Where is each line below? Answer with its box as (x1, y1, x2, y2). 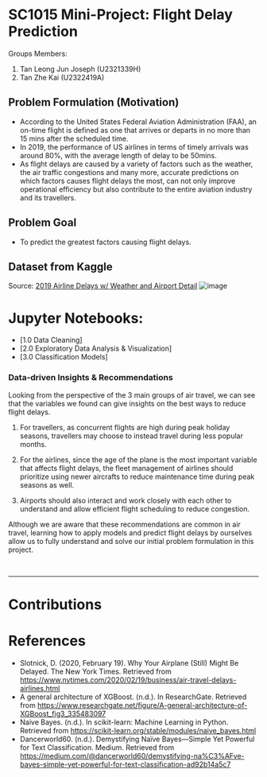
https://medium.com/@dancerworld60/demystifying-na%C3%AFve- (19, 751, 245, 760)
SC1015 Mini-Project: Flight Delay (8, 6, 233, 24)
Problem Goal (8, 216, 77, 230)
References (8, 631, 86, 650)
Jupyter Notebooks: (8, 309, 144, 327)
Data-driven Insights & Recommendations (8, 372, 173, 383)
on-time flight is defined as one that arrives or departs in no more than (19, 125, 251, 134)
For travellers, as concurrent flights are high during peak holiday (19, 422, 230, 432)
